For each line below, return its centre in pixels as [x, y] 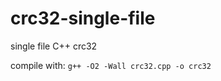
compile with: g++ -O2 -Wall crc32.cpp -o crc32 [111, 65]
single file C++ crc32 [54, 46]
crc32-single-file [83, 18]
